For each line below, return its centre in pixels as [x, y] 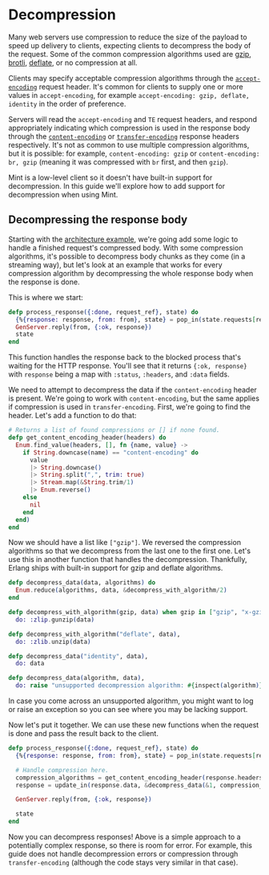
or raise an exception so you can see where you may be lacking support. [128, 709]
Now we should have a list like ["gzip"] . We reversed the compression [125, 543]
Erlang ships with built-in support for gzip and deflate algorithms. [116, 568]
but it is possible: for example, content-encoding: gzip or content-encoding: [134, 153]
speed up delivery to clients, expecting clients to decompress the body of [130, 45]
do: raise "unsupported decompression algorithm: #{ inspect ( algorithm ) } [139, 686]
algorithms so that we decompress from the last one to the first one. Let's [129, 551]
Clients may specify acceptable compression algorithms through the [121, 78]
